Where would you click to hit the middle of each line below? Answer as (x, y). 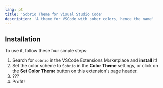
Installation (23, 39)
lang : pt (14, 10)
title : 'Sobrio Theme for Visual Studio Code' (54, 14)
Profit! (19, 82)
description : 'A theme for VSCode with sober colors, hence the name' (80, 19)
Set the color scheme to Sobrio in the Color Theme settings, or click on (85, 66)
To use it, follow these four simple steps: (46, 51)
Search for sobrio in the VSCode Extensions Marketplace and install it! (84, 60)
